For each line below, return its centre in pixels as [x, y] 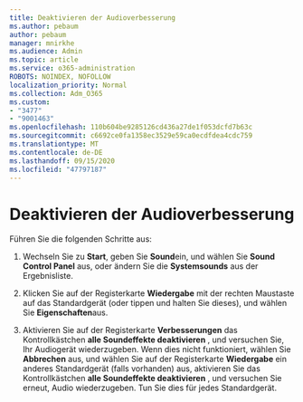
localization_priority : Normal [68, 85]
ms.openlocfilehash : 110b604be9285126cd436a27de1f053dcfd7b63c [131, 128]
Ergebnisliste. [48, 276]
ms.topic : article [44, 60]
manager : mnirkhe [42, 43]
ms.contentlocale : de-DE [56, 152]
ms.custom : [30, 102]
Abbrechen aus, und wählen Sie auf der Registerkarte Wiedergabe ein [155, 359]
